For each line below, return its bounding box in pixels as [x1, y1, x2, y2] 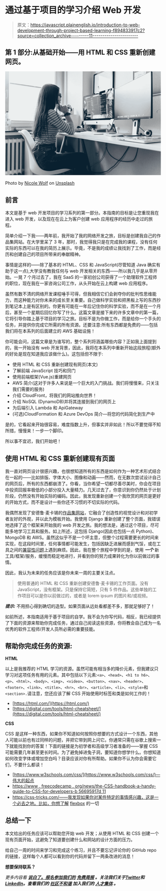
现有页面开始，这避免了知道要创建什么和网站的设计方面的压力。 [5, 837, 135, 842]
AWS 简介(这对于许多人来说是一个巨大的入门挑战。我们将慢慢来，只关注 [12, 380, 160, 386]
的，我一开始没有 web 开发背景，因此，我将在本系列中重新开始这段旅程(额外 [5, 345, 161, 351]
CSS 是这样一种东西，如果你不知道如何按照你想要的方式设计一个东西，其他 [5, 731, 158, 736]
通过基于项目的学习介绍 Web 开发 [5, 4, 141, 16]
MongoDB [5, 534, 26, 540]
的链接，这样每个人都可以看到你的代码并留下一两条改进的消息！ [5, 853, 135, 859]
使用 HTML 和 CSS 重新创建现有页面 [5, 454, 115, 463]
